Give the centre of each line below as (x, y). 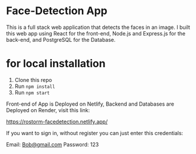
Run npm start (32, 92)
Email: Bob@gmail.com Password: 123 (53, 144)
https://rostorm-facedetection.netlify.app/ (57, 122)
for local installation (56, 64)
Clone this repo (33, 80)
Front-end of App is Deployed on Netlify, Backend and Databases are (90, 104)
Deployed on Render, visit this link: (48, 110)
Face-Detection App (57, 11)
